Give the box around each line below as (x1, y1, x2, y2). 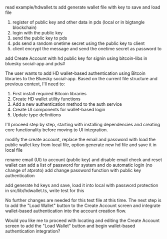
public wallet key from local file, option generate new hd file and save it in (5, 142, 156, 148)
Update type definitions (12, 112, 61, 118)
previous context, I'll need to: (5, 81, 65, 87)
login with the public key (12, 30, 63, 35)
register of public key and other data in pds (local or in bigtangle (12, 19, 145, 25)
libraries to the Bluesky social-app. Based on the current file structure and (5, 76, 157, 81)
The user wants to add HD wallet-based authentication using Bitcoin (5, 70, 146, 76)
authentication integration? (5, 228, 60, 234)
